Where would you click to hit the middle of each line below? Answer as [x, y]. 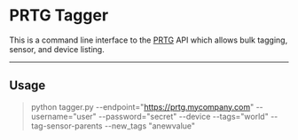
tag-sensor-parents [67, 126]
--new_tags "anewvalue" [150, 126]
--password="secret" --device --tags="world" [184, 116]
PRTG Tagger [59, 16]
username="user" [64, 116]
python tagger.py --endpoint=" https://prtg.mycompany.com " [142, 106]
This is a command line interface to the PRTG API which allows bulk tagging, [149, 40]
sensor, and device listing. [57, 49]
